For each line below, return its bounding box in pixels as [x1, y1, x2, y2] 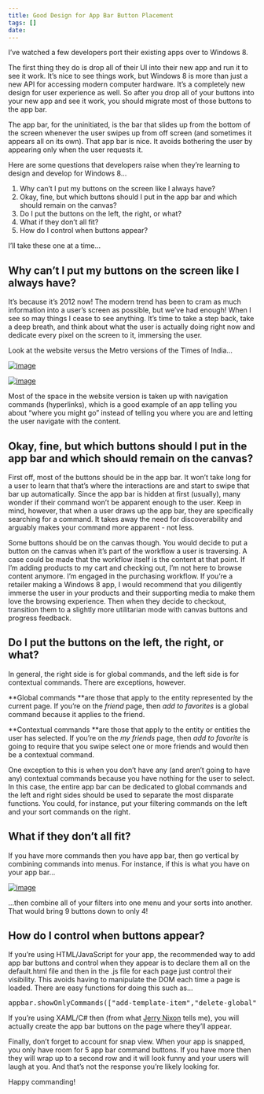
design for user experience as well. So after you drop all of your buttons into [8, 88, 255, 98]
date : [8, 26, 26, 34]
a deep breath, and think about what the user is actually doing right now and [8, 322, 255, 331]
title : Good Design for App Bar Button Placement [8, 11, 174, 20]
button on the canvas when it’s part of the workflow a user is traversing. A [8, 546, 247, 556]
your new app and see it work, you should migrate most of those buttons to [8, 96, 251, 106]
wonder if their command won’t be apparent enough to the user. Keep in [8, 497, 242, 507]
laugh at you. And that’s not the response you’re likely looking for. [8, 1062, 220, 1071]
